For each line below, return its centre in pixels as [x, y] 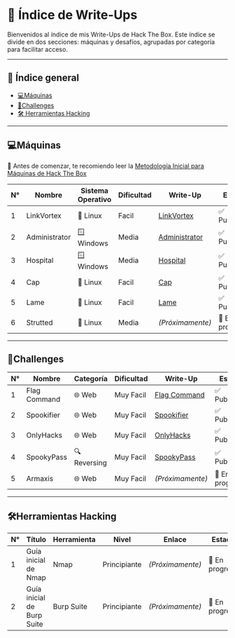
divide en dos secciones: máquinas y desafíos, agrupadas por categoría [111, 41]
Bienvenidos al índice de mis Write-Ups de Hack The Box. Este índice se [111, 34]
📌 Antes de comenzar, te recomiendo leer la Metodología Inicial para [106, 165]
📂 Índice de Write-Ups [72, 15]
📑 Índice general [43, 78]
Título [36, 540]
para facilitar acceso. [38, 49]
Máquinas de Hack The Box [47, 173]
